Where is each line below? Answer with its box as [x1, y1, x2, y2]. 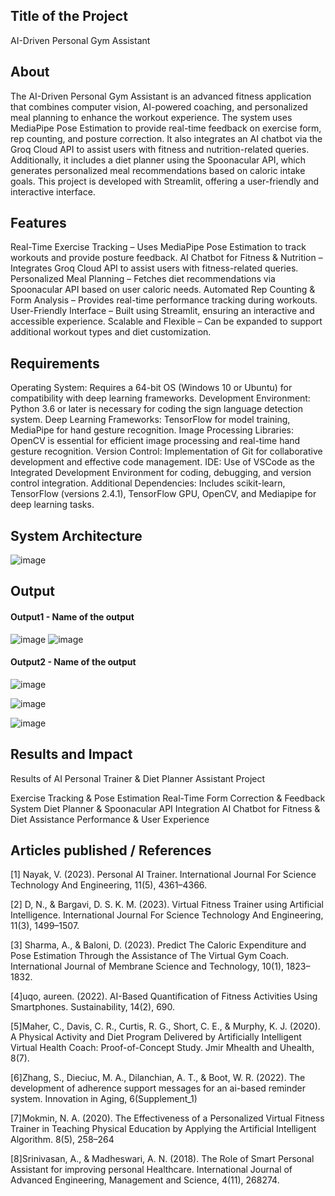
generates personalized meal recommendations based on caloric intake [10, 164, 306, 176]
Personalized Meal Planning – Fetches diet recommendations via [10, 273, 276, 285]
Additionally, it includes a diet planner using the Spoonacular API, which [10, 154, 307, 166]
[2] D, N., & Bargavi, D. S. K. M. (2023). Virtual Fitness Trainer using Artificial [10, 899, 324, 911]
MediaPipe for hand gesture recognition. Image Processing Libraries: [10, 424, 294, 436]
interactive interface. [10, 185, 96, 198]
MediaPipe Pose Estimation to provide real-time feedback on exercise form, [10, 122, 322, 134]
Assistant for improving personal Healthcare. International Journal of [10, 1164, 293, 1176]
